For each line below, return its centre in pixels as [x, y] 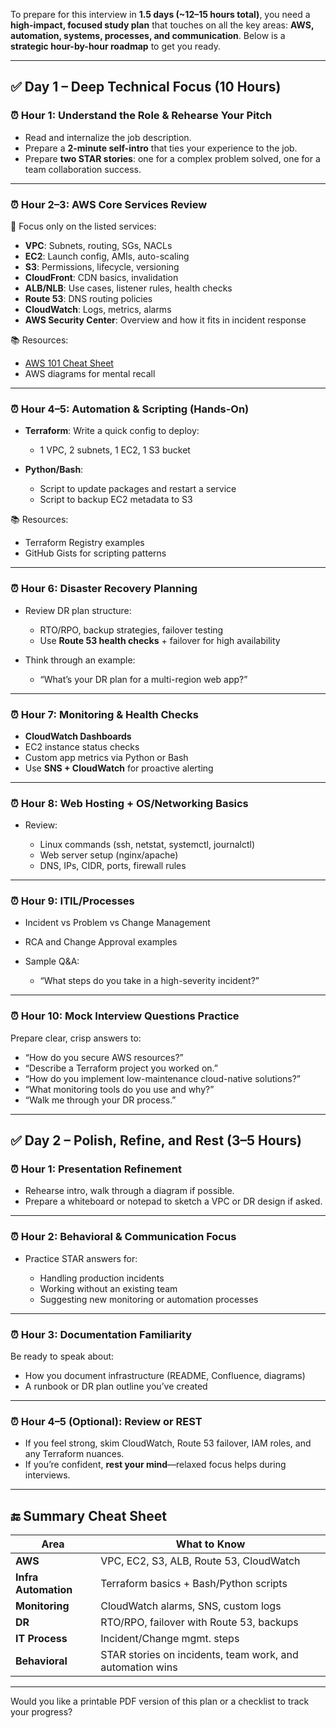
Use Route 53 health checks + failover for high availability [160, 640]
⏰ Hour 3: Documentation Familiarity [101, 1334]
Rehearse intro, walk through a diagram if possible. [129, 1191]
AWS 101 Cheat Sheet [69, 363]
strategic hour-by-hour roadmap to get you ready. [115, 46]
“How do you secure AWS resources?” [104, 1057]
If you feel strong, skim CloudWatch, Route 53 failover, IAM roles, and [168, 1443]
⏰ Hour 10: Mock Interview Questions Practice [125, 1016]
